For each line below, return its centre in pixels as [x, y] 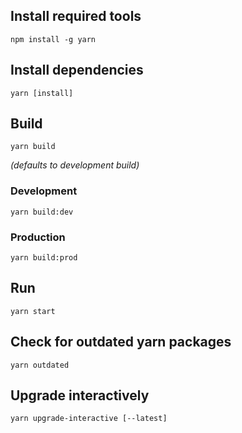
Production [38, 237]
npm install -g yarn [53, 39]
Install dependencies [77, 70]
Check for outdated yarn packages [121, 342]
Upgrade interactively [80, 395]
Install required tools [76, 16]
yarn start [33, 311]
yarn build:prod [44, 258]
